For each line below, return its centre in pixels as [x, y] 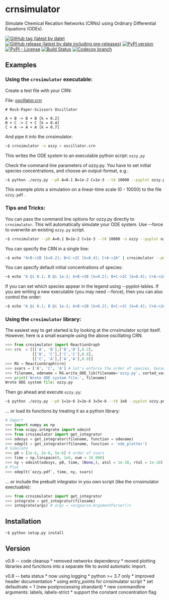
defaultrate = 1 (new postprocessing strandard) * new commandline [75, 586]
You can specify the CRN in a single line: [47, 248]
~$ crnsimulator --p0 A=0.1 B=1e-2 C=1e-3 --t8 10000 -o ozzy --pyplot [82, 239]
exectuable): [18, 487]
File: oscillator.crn [24, 100]
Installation [23, 521]
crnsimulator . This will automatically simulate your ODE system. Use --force [84, 224]
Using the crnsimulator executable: [49, 79]
